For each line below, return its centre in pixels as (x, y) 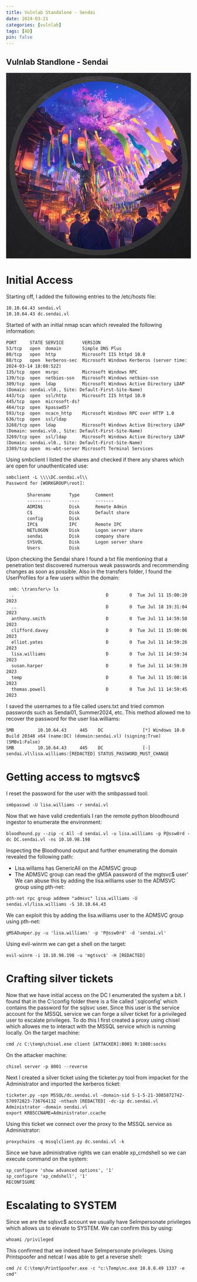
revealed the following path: (40, 856)
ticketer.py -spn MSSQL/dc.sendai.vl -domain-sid (68, 1095)
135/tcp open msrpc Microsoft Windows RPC (72, 372)
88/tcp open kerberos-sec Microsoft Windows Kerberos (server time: (97, 360)
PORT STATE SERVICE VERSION (53, 342)
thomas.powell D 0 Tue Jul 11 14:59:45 (99, 689)
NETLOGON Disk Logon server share (85, 530)
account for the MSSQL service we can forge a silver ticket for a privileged (96, 1013)
